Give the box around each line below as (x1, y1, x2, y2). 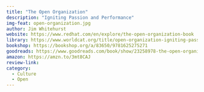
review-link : (6, 59, 39, 65)
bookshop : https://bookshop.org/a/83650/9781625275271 (6, 43, 148, 49)
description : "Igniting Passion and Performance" (6, 15, 135, 21)
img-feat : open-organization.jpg (6, 20, 91, 26)
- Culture (12, 71, 36, 77)
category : (6, 65, 32, 71)
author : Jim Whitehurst (6, 25, 67, 32)
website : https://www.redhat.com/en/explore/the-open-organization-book (6, 31, 194, 38)
